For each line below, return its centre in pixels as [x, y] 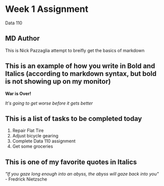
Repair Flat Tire [28, 130]
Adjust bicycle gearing [35, 136]
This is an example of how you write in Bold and [80, 66]
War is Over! [18, 93]
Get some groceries [33, 146]
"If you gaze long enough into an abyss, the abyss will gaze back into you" [82, 174]
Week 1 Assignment [47, 9]
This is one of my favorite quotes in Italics [71, 162]
